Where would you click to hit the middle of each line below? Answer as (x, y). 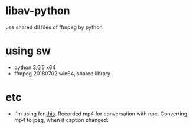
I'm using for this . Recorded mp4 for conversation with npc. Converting (101, 114)
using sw (28, 51)
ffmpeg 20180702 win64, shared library (62, 73)
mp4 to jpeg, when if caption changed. (61, 120)
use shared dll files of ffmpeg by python (54, 27)
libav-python (38, 11)
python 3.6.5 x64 (35, 67)
